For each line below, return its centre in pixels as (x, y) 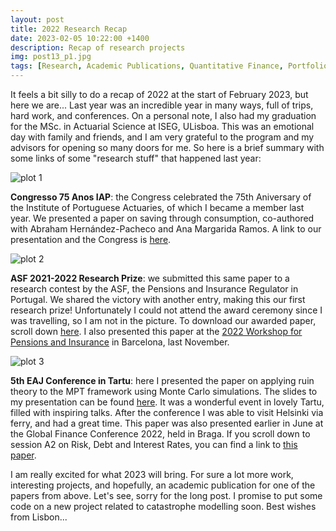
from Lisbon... (39, 517)
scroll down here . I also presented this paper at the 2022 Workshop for (156, 331)
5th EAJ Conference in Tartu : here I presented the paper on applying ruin (162, 380)
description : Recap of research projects (98, 47)
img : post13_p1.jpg (51, 57)
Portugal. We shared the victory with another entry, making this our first (158, 299)
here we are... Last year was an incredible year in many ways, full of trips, (162, 105)
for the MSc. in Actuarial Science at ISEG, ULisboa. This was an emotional (162, 126)
